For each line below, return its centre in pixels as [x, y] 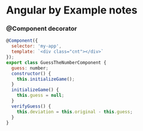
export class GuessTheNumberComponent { [56, 62]
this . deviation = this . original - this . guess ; [75, 112]
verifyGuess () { [31, 106]
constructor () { [31, 73]
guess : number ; [30, 68]
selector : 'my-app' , [36, 46]
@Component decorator [42, 29]
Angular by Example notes [72, 10]
